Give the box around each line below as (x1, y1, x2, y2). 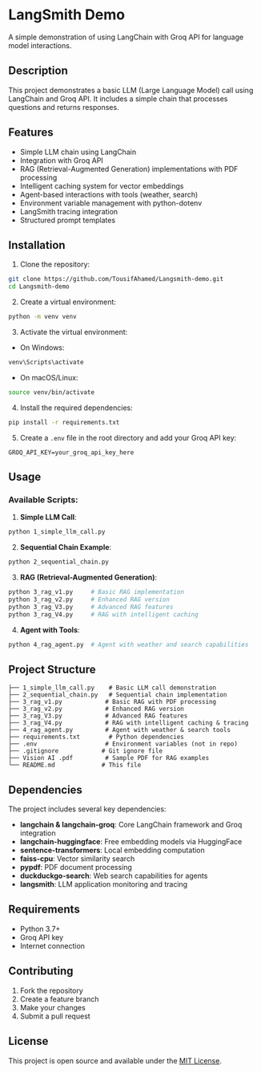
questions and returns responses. (8, 102, 119, 112)
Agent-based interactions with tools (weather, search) (19, 189, 199, 199)
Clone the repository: (19, 259, 90, 270)
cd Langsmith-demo (8, 282, 70, 291)
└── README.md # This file (8, 761, 142, 770)
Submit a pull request (19, 1011, 90, 1021)
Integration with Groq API (19, 155, 104, 165)
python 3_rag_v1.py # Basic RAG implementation (8, 588, 184, 596)
